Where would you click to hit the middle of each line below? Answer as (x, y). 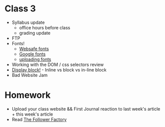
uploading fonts (35, 59)
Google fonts (32, 54)
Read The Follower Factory (39, 119)
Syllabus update (28, 22)
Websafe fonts (34, 49)
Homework (28, 95)
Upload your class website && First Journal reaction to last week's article (86, 109)
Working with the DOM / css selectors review (58, 64)
